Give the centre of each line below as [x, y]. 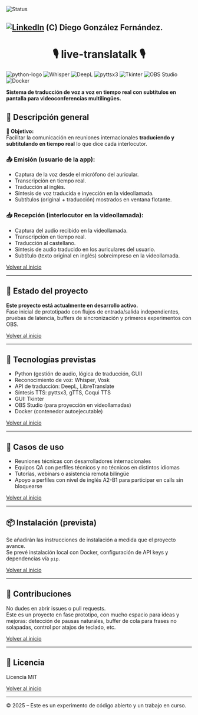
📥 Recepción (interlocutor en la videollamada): [75, 216]
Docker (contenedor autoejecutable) [59, 412]
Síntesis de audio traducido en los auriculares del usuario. [85, 249]
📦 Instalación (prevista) [52, 523]
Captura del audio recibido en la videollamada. [71, 230]
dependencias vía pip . [33, 559]
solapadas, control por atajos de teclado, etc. [61, 627]
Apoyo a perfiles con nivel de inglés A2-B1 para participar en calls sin [99, 480]
